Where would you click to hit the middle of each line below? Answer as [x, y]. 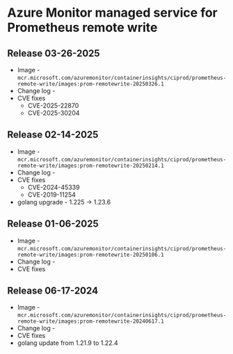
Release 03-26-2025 [54, 53]
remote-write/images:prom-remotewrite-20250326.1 [91, 84]
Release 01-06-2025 [53, 224]
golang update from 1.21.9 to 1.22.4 [67, 343]
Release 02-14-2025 [53, 135]
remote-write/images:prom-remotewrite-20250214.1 [91, 166]
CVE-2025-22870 [53, 105]
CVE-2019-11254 [52, 194]
